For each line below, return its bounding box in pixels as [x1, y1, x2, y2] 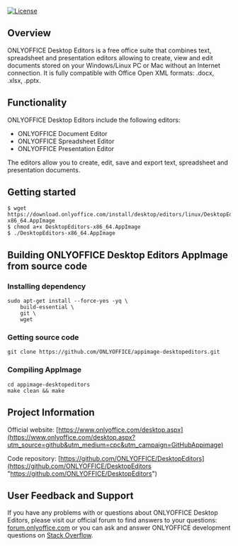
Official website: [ [7, 425, 59, 434]
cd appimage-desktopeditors [7, 381, 91, 388]
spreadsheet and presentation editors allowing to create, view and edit [7, 53, 214, 62]
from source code [7, 260, 87, 272]
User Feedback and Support [7, 489, 134, 501]
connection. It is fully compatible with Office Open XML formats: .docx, [7, 68, 215, 77]
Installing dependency [7, 281, 86, 291]
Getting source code [7, 333, 79, 342]
